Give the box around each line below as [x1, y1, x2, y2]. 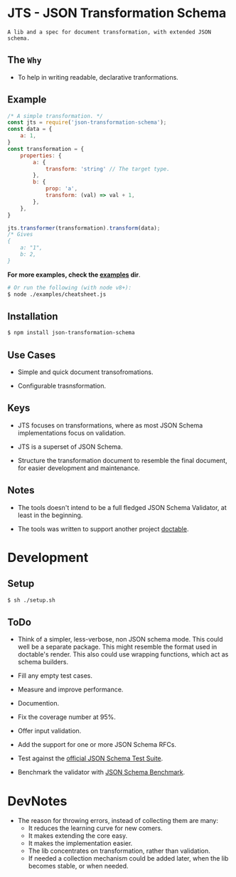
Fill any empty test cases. [17, 671, 93, 680]
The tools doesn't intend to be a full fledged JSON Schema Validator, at [17, 503, 227, 511]
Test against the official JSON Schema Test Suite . [17, 754, 163, 762]
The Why [7, 54, 42, 66]
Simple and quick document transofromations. [17, 368, 154, 376]
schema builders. [17, 658, 69, 666]
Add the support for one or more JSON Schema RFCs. [17, 740, 176, 749]
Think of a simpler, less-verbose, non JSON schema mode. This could [17, 635, 223, 644]
